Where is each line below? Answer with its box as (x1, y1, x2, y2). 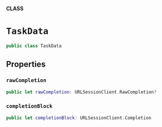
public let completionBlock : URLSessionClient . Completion (6, 115, 151, 121)
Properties (6, 59, 46, 70)
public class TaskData (6, 43, 62, 49)
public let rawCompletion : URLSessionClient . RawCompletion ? (6, 89, 157, 95)
